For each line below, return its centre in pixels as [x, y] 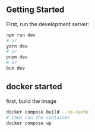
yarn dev [17, 46]
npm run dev [21, 35]
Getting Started [35, 10]
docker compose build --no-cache [47, 112]
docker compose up [29, 123]
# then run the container [38, 117]
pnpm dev [17, 57]
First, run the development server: [48, 24]
